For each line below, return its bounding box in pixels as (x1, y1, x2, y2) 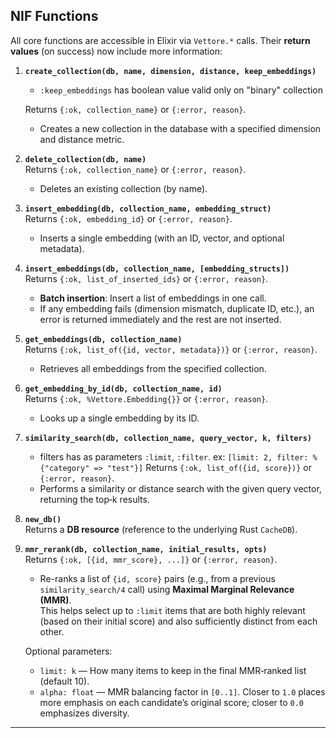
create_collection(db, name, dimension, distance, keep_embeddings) (24, 66, 317, 76)
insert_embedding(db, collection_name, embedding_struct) (24, 204, 272, 214)
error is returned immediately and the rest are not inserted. (39, 313, 282, 325)
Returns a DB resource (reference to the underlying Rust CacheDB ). (24, 523, 298, 535)
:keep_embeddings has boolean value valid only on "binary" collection (39, 84, 323, 96)
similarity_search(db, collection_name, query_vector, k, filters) (24, 433, 312, 443)
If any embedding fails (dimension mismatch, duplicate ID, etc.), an (39, 302, 315, 314)
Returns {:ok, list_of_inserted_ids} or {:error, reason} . (24, 272, 269, 284)
